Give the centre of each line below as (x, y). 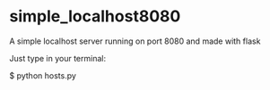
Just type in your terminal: (57, 58)
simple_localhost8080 (95, 16)
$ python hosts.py (43, 75)
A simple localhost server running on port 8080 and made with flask (135, 41)
